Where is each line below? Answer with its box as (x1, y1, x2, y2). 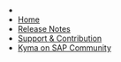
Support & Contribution (17, 33, 102, 43)
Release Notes (17, 24, 71, 34)
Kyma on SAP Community (17, 43, 112, 53)
